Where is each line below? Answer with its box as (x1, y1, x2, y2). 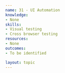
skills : (5, 22, 22, 27)
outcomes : (5, 46, 26, 51)
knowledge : (5, 12, 28, 17)
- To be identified (5, 50, 47, 56)
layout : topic (5, 60, 36, 65)
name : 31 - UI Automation (5, 7, 60, 13)
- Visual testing (5, 27, 42, 32)
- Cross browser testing (5, 31, 58, 36)
